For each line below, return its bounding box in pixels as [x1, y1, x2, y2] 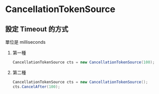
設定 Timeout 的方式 [5, 25, 68, 33]
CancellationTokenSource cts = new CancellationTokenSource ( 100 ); [12, 60, 155, 65]
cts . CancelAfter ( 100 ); [12, 84, 60, 89]
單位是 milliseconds [5, 39, 46, 45]
